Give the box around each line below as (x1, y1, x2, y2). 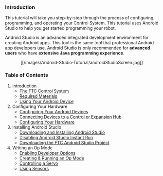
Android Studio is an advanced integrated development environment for (5, 35, 149, 40)
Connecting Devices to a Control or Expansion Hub (19, 114, 122, 120)
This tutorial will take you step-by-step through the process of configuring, (5, 15, 155, 21)
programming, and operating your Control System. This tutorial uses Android (5, 20, 159, 26)
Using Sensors (19, 165, 49, 171)
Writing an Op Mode (12, 145, 53, 151)
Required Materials (19, 93, 57, 99)
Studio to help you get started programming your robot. (5, 25, 116, 31)
